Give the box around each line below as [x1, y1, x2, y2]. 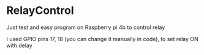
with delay [6, 42, 32, 49]
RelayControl [6, 4, 74, 18]
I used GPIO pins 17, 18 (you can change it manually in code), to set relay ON [6, 35, 199, 42]
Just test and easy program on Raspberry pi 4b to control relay [6, 24, 165, 31]
